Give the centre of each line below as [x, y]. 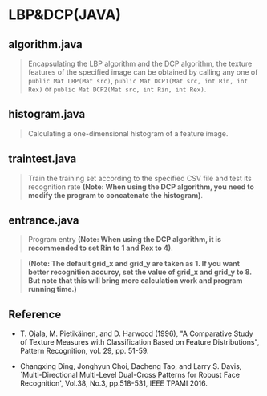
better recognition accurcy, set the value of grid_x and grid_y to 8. [140, 272]
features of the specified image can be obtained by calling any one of [143, 72]
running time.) [53, 289]
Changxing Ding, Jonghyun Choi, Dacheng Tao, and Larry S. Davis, [131, 366]
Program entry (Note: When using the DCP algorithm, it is [125, 240]
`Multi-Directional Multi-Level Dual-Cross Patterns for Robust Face [130, 375]
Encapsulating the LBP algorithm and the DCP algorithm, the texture [140, 63]
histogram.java [47, 114]
